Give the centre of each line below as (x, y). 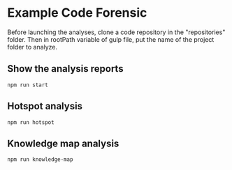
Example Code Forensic (77, 13)
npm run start (28, 85)
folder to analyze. (32, 47)
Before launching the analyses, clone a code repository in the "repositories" (116, 32)
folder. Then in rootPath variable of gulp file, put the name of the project (111, 39)
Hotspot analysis (45, 106)
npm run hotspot (31, 122)
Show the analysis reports (65, 69)
